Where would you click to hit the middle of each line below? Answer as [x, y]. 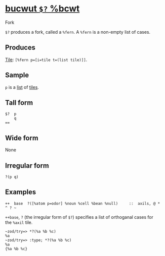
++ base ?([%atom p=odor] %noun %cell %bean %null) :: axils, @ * [83, 203]
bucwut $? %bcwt [42, 9]
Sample [17, 75]
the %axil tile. [19, 222]
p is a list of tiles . [22, 87]
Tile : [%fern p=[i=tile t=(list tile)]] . [46, 60]
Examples [21, 192]
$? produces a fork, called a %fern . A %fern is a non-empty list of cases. [78, 32]
